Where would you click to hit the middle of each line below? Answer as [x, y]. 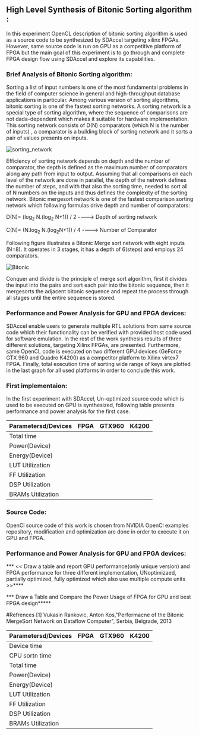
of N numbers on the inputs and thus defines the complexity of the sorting [97, 193]
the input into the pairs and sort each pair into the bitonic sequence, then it [97, 285]
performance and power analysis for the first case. [68, 411]
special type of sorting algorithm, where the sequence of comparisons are [97, 113]
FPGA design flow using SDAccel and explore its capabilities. [81, 58]
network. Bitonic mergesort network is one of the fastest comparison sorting [100, 199]
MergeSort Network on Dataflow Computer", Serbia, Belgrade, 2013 [89, 621]
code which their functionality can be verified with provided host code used [99, 332]
